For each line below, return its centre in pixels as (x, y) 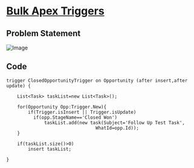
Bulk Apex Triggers (55, 11)
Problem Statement (44, 33)
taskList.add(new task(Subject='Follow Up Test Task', (115, 123)
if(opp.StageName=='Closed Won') (75, 117)
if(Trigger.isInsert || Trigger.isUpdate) (82, 112)
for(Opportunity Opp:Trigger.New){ (62, 107)
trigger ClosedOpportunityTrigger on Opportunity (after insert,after (97, 80)
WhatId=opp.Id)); (117, 128)
